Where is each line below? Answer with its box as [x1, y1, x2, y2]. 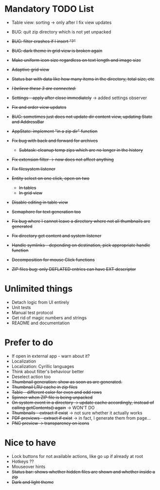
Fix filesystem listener [11, 166, 56, 172]
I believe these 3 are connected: [11, 85, 76, 91]
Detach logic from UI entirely [11, 299, 70, 305]
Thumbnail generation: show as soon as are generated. [11, 379, 123, 385]
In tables [18, 185, 36, 191]
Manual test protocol [11, 310, 53, 315]
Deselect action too [11, 373, 51, 380]
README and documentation [11, 320, 70, 326]
